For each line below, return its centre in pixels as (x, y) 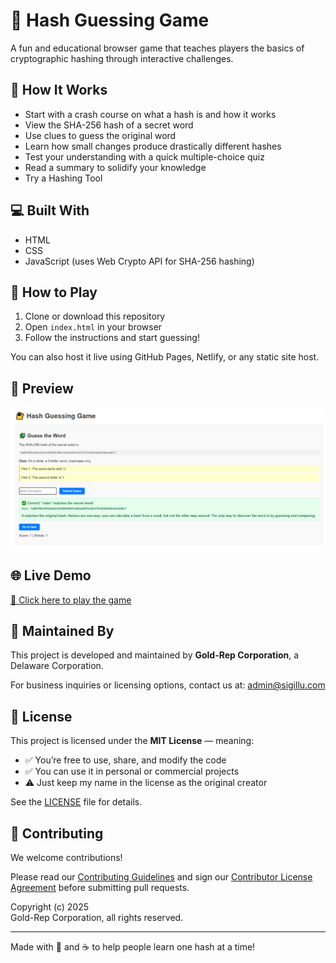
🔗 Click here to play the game (71, 600)
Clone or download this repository (95, 316)
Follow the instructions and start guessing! (112, 338)
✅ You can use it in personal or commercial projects (132, 771)
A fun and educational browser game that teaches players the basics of (157, 48)
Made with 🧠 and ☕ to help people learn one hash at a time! (133, 947)
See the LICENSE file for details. (76, 802)
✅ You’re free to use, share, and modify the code (125, 760)
